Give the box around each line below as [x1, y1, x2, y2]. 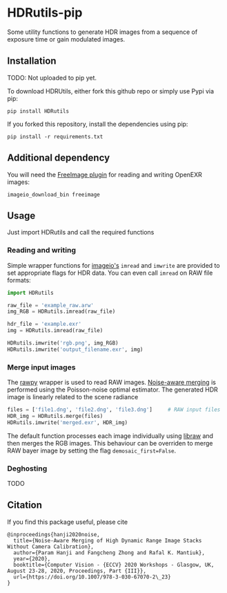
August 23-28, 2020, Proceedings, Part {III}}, [7, 567, 147, 574]
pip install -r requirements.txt [7, 133, 103, 140]
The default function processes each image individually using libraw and [7, 431, 214, 440]
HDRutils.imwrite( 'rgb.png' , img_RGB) [7, 340, 119, 347]
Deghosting [7, 464, 48, 473]
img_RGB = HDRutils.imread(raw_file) [7, 308, 116, 316]
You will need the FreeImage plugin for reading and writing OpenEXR [7, 170, 202, 179]
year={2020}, [13, 555, 51, 562]
